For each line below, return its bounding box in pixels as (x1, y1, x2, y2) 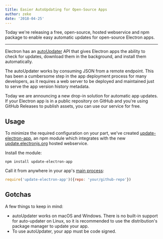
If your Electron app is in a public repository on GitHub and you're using (5, 98, 148, 104)
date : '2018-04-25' (5, 16, 45, 21)
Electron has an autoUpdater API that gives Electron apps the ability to (5, 48, 146, 54)
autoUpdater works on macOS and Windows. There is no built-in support (12, 213, 158, 219)
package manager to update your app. (12, 223, 89, 229)
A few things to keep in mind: (5, 203, 64, 209)
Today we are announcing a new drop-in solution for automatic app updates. (5, 93, 158, 99)
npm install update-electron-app (5, 159, 73, 164)
